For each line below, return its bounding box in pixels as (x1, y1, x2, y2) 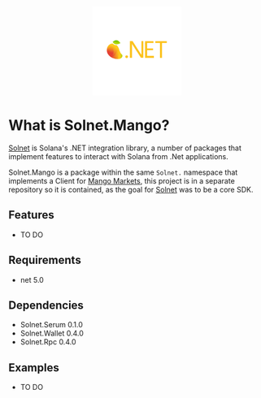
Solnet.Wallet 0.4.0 (20, 328, 84, 339)
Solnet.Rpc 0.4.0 (20, 337, 76, 347)
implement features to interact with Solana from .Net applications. (8, 151, 229, 161)
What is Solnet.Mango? (8, 116, 170, 135)
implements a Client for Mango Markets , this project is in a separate (8, 175, 236, 185)
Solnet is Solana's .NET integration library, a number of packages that (8, 143, 242, 153)
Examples (8, 361, 59, 374)
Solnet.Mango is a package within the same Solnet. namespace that (8, 167, 238, 177)
